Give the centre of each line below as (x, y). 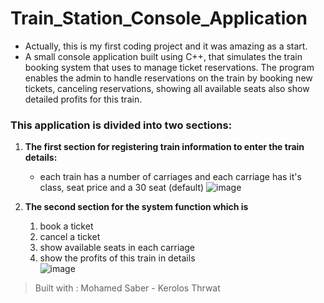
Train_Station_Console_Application (159, 18)
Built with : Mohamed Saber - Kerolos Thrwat (127, 288)
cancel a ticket (70, 237)
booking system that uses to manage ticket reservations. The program (169, 67)
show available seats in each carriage (117, 248)
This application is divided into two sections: (121, 125)
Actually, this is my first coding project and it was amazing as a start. (166, 46)
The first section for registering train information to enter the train (164, 147)
